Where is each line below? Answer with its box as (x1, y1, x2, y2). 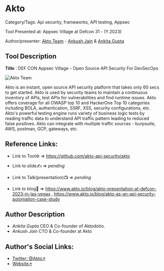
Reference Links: (5, 140, 58, 148)
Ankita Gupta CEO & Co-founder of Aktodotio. (12, 223, 105, 229)
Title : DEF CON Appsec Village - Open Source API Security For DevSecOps (5, 65, 159, 71)
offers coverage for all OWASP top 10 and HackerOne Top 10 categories (5, 100, 150, 106)
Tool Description (5, 52, 57, 61)
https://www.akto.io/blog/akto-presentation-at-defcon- (45, 185, 157, 191)
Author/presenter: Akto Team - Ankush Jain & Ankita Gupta (5, 38, 124, 44)
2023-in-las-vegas (12, 191, 50, 197)
